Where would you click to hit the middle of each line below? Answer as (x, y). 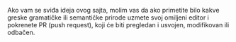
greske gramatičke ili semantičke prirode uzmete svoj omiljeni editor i (108, 17)
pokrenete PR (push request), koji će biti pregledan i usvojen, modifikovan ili (118, 25)
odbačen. (21, 32)
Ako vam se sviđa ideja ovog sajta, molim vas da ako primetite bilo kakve (113, 10)
